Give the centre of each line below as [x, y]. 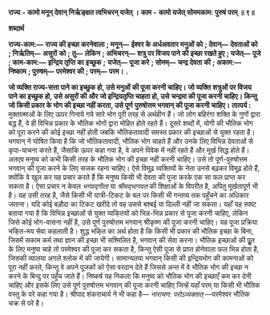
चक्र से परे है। [26, 303]
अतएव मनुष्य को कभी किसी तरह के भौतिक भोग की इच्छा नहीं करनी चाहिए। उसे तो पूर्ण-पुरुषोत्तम [128, 159]
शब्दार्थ [16, 28]
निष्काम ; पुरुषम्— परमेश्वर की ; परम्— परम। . [68, 71]
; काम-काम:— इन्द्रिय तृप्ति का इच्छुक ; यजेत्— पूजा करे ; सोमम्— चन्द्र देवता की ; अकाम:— [125, 62]
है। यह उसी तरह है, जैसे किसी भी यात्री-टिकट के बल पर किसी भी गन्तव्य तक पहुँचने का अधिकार [129, 195]
